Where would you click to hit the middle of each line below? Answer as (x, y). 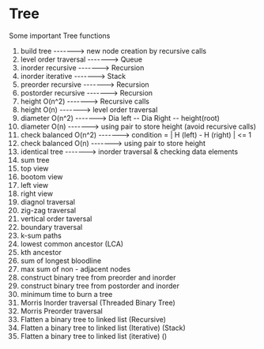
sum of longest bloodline (61, 261)
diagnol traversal (48, 201)
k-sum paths (41, 235)
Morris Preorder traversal (62, 311)
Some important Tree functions (60, 36)
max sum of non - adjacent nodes (75, 268)
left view (34, 185)
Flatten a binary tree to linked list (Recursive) (93, 319)
